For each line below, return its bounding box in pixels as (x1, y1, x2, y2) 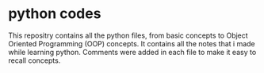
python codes (8, 5, 101, 23)
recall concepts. (8, 56, 61, 65)
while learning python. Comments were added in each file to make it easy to (8, 47, 257, 57)
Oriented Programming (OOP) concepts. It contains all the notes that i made (8, 38, 255, 48)
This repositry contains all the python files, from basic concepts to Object (8, 31, 248, 40)
